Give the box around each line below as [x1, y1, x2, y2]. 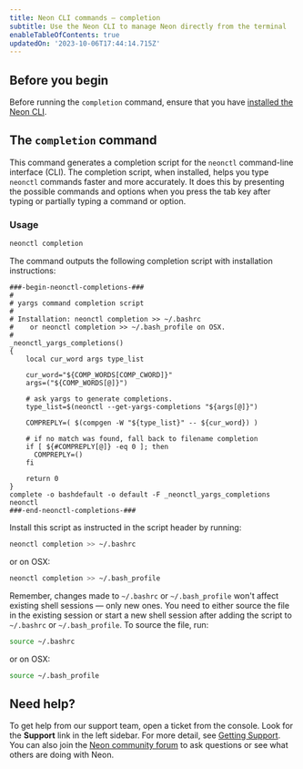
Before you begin [9, 72, 109, 87]
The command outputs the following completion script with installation [9, 256, 273, 267]
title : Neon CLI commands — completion [9, 13, 161, 23]
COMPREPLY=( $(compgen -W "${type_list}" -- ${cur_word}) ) [25, 418, 258, 428]
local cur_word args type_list [25, 354, 145, 364]
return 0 [25, 475, 59, 484]
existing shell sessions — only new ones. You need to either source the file [9, 600, 289, 610]
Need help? [9, 696, 76, 712]
